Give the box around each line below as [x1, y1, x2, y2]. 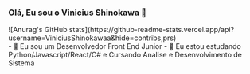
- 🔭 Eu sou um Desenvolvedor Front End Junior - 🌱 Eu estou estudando [8, 42, 241, 51]
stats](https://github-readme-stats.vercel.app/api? [68, 25, 235, 35]
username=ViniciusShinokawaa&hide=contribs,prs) [8, 33, 177, 43]
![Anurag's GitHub [8, 25, 68, 35]
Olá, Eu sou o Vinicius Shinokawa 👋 [8, 7, 147, 18]
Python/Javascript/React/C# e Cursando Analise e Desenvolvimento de [8, 50, 243, 60]
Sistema [8, 58, 35, 68]
